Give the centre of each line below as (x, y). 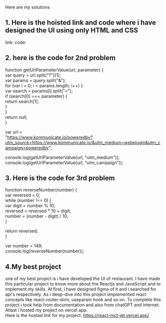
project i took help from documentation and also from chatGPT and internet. (83, 305)
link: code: (16, 42)
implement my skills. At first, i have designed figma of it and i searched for (81, 289)
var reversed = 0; (23, 195)
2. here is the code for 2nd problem (60, 58)
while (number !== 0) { (28, 200)
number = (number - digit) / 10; (37, 216)
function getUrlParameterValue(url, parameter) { (55, 70)
